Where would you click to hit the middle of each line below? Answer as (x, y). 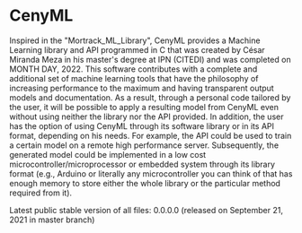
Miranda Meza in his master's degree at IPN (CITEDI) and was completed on (150, 59)
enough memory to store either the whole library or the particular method (145, 183)
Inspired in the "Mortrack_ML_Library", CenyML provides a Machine (135, 40)
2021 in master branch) (52, 220)
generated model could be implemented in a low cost (108, 154)
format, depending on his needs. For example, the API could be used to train (151, 135)
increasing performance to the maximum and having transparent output (142, 88)
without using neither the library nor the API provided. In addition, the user (147, 116)
